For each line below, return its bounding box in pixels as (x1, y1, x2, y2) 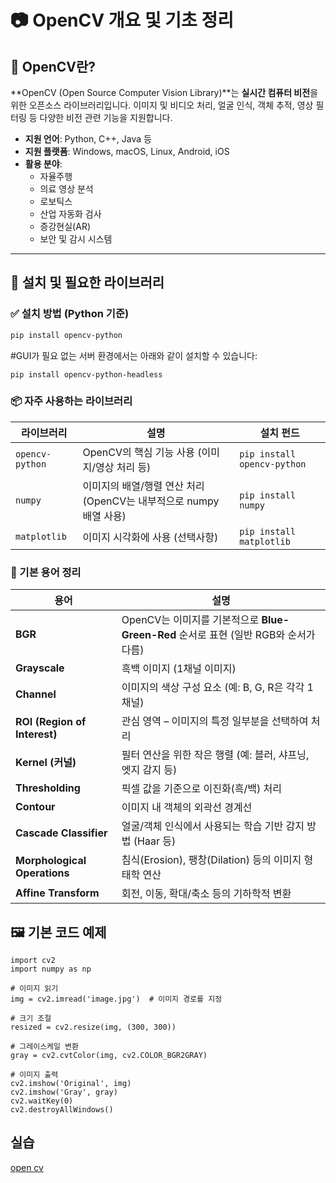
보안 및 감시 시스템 (39, 233, 113, 245)
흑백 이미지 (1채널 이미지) (121, 662, 237, 676)
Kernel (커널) (15, 756, 77, 770)
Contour (15, 800, 56, 814)
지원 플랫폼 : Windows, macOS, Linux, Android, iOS (24, 146, 230, 157)
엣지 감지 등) (121, 763, 178, 777)
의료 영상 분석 (39, 183, 94, 195)
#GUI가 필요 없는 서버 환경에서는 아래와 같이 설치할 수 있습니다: (10, 349, 258, 361)
